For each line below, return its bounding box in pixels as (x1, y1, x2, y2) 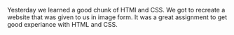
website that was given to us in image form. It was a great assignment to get (7, 13, 228, 21)
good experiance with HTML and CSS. (7, 21, 118, 28)
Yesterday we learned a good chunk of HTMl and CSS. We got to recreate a (7, 6, 226, 14)
